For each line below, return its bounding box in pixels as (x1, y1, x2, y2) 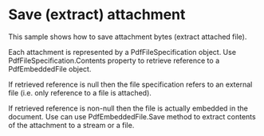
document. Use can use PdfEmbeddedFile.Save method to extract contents (8, 111, 257, 121)
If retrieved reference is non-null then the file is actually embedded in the (8, 103, 249, 113)
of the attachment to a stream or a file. (8, 120, 135, 130)
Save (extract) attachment (8, 6, 186, 24)
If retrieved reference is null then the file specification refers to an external (8, 80, 253, 89)
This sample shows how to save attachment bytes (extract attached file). (8, 32, 247, 41)
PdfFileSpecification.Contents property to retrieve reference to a (8, 56, 220, 65)
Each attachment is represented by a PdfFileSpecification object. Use (8, 47, 237, 56)
